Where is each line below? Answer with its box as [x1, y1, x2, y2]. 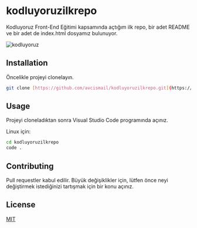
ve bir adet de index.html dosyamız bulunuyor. [6, 29, 118, 36]
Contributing [6, 161, 54, 171]
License [6, 200, 36, 210]
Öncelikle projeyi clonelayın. [6, 73, 74, 80]
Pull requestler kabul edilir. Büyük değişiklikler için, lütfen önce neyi [6, 177, 168, 183]
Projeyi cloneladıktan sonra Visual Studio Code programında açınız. [6, 117, 168, 124]
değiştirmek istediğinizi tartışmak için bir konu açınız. [6, 183, 134, 190]
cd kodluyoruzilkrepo [6, 139, 59, 145]
